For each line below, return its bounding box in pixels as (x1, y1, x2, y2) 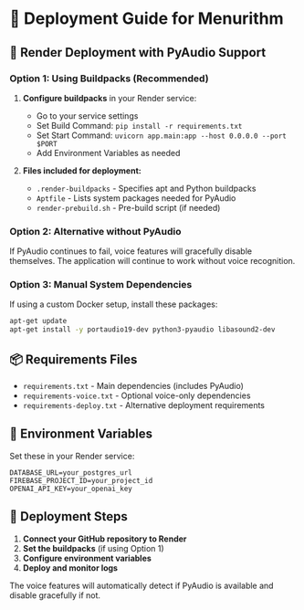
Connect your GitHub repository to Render (22, 533, 187, 544)
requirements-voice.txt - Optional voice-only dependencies (22, 390, 251, 401)
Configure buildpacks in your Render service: (22, 92, 197, 103)
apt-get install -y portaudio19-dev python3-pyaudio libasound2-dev (9, 325, 276, 334)
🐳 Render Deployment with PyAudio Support (9, 45, 267, 60)
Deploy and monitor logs (22, 562, 119, 573)
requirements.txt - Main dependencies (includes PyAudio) (22, 381, 244, 392)
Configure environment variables (22, 552, 152, 563)
